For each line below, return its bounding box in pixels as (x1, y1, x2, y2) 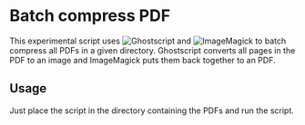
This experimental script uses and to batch (9, 35, 287, 46)
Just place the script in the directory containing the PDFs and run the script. (9, 105, 294, 116)
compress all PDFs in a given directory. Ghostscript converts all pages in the (9, 44, 296, 55)
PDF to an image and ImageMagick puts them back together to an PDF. (9, 54, 276, 65)
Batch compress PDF (9, 5, 171, 26)
